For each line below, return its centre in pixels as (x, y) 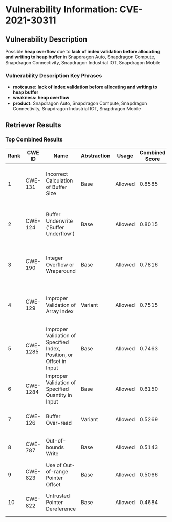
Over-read (59, 423)
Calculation (59, 180)
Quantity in (59, 395)
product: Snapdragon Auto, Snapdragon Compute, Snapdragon (80, 103)
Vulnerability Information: (61, 9)
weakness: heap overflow (41, 98)
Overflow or (60, 264)
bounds (55, 447)
